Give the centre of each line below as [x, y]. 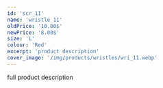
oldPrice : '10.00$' [35, 26]
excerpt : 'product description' [53, 52]
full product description [40, 77]
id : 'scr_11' [26, 13]
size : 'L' [21, 39]
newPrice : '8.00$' [33, 32]
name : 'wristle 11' [35, 20]
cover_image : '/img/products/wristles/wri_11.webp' [82, 58]
